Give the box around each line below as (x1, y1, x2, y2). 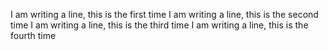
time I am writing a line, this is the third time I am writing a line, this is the (10, 19, 309, 31)
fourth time (10, 30, 57, 41)
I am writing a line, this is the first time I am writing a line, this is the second (10, 9, 319, 20)
